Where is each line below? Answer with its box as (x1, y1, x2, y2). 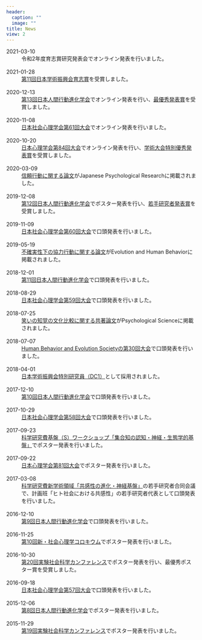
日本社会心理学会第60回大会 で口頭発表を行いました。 (21, 228, 155, 235)
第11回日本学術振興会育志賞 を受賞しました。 (21, 75, 131, 83)
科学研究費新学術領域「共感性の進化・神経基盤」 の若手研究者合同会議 (21, 482, 196, 490)
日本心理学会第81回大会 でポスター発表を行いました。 (21, 462, 154, 469)
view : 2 (6, 31, 26, 37)
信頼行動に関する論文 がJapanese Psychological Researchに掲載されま (21, 172, 197, 179)
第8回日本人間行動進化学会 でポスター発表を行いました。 (21, 607, 162, 614)
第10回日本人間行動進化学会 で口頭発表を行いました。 (21, 393, 154, 400)
